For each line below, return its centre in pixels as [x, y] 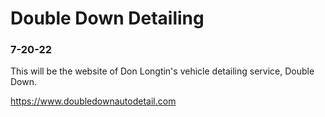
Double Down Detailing [107, 18]
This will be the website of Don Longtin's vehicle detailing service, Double [162, 71]
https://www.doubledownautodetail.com [93, 101]
